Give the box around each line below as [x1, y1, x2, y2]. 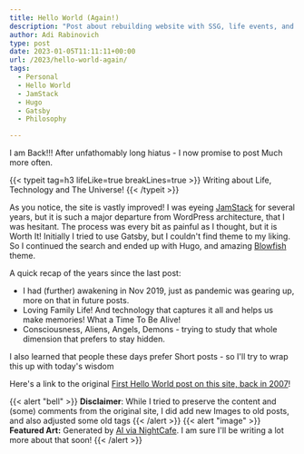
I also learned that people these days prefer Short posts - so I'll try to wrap [9, 351, 289, 362]
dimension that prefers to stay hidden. [22, 333, 165, 345]
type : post [9, 38, 51, 48]
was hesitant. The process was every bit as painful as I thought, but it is [9, 222, 278, 232]
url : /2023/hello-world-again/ [9, 55, 128, 64]
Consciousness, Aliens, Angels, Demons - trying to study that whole [22, 324, 278, 335]
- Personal [17, 73, 59, 82]
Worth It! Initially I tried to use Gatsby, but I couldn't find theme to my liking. [9, 231, 290, 242]
